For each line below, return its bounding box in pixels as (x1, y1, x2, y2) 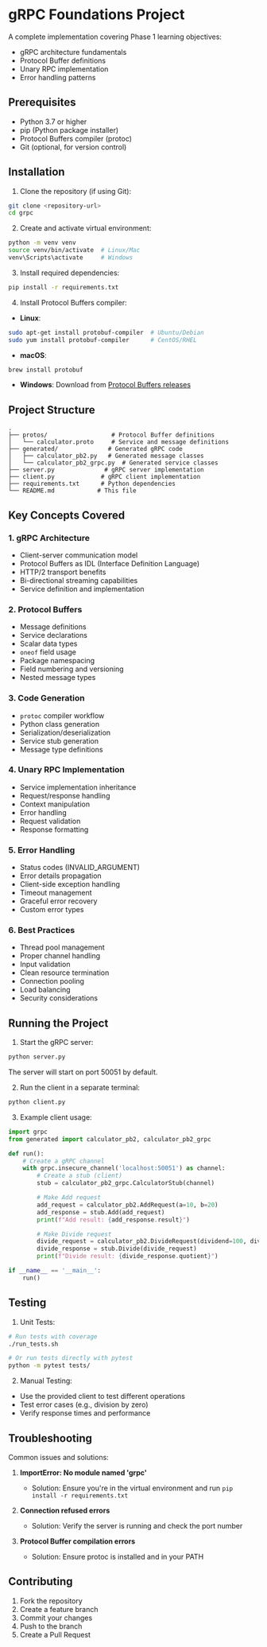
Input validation (19, 960, 71, 969)
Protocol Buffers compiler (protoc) (19, 134, 133, 143)
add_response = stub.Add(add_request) (37, 1208, 165, 1216)
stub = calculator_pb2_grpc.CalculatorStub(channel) (37, 1179, 215, 1187)
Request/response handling (19, 790, 110, 800)
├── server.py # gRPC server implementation (8, 466, 204, 474)
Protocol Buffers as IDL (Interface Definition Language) (19, 558, 200, 568)
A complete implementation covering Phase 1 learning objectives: (8, 32, 222, 41)
